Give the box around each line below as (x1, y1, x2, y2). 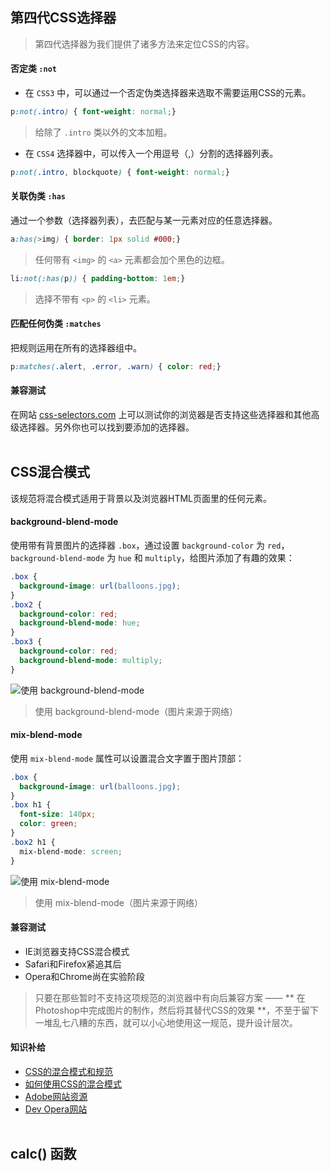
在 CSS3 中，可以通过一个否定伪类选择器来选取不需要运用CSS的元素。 (24, 87, 312, 99)
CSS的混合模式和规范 (24, 1066, 113, 1077)
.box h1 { (10, 800, 52, 810)
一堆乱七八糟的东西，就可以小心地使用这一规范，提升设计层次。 (34, 1016, 298, 1028)
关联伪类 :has (10, 190, 66, 202)
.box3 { (10, 637, 43, 647)
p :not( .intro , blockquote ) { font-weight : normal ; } (10, 167, 230, 177)
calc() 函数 (10, 1146, 77, 1163)
